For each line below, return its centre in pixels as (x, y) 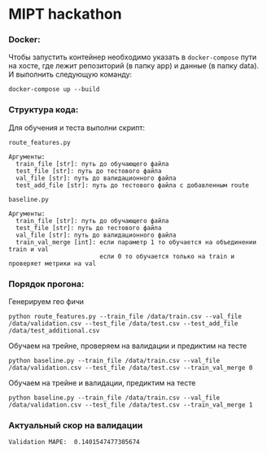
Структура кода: (44, 110)
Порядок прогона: (46, 284)
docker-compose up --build (54, 89)
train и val (28, 249)
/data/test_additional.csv (54, 331)
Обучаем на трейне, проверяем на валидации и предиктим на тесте (128, 346)
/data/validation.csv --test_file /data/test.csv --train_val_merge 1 (131, 405)
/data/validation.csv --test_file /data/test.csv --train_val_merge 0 (131, 368)
